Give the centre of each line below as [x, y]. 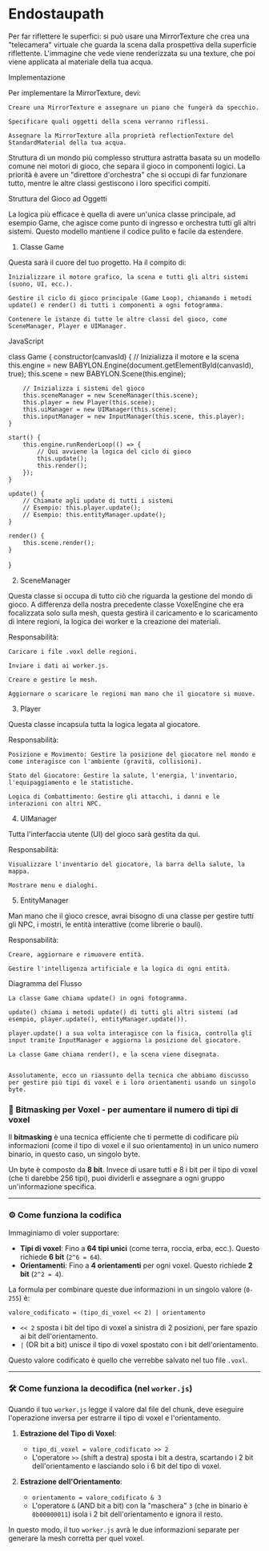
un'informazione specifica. [52, 1187]
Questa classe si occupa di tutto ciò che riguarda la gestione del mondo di [131, 595]
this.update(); [62, 458]
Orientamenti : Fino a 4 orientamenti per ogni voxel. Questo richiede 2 [136, 1265]
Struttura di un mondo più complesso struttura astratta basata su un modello [134, 157]
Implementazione [37, 77]
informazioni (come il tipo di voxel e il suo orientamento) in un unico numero [133, 1146]
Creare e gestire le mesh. [53, 680]
